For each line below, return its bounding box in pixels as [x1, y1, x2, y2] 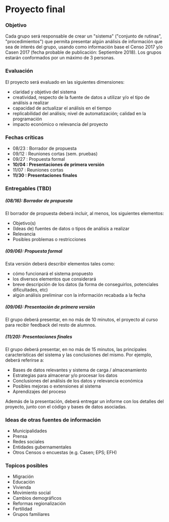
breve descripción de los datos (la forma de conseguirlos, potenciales [12, 281, 158, 287]
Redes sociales [12, 439, 45, 445]
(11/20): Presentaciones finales [5, 333, 72, 339]
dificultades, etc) [12, 287, 48, 293]
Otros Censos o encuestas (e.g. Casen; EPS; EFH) [12, 449, 117, 456]
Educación [12, 479, 35, 485]
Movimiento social [12, 490, 51, 496]
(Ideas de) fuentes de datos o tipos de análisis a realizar [12, 225, 130, 231]
